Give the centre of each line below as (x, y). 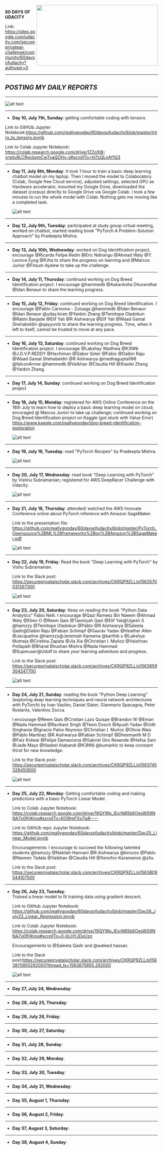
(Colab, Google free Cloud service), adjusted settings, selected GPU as (83, 181)
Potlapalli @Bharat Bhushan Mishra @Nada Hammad (65, 646)
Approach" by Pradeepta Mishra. (45, 236)
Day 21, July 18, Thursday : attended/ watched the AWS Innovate (77, 508)
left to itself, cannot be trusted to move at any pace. (64, 329)
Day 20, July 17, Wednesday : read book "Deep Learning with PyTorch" (83, 474)
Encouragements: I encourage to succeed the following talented (76, 847)
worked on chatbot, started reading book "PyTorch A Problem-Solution (83, 231)
